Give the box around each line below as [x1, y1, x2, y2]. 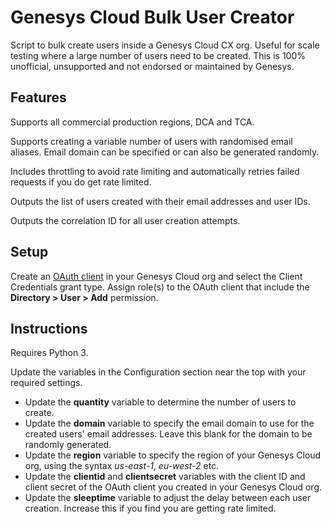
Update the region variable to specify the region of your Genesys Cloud [24, 449, 322, 461]
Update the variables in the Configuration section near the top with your [10, 366, 307, 378]
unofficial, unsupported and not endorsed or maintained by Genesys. [10, 60, 295, 72]
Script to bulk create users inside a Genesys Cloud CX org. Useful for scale [10, 39, 320, 51]
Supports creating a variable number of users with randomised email [10, 135, 293, 147]
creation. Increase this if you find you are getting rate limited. [24, 502, 277, 515]
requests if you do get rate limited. [10, 176, 152, 188]
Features [10, 89, 67, 106]
